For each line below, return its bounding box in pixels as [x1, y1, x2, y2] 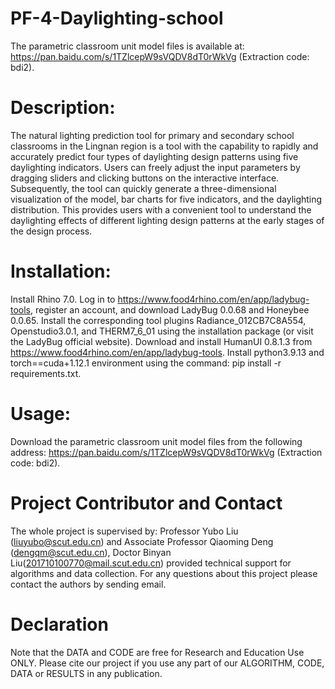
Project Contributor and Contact [10, 492, 283, 514]
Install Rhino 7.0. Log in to [10, 293, 116, 305]
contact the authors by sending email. [10, 578, 167, 590]
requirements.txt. [10, 367, 82, 379]
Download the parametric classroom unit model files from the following [10, 435, 303, 447]
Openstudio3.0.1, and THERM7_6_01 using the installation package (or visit [10, 325, 314, 337]
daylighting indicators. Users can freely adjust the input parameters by [10, 161, 301, 173]
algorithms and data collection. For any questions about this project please [10, 567, 318, 579]
